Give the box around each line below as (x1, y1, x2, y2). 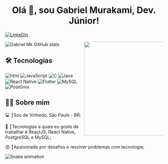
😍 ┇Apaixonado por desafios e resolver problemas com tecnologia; (5, 143, 144, 149)
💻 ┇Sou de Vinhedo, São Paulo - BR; (5, 112, 81, 118)
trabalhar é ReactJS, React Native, (5, 128, 76, 134)
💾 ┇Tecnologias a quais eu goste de (5, 123, 79, 129)
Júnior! (68, 15, 99, 26)
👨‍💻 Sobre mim (5, 98, 50, 107)
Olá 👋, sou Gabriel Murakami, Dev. (11, 4, 156, 16)
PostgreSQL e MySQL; (5, 134, 51, 140)
